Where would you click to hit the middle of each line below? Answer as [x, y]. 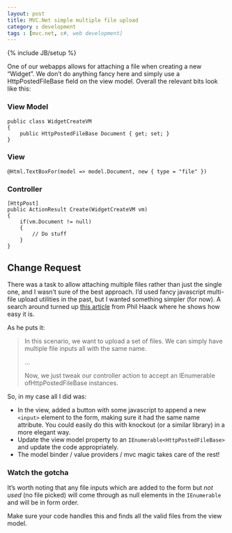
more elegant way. [44, 432]
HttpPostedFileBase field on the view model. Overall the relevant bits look [113, 82]
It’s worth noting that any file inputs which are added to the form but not [110, 488]
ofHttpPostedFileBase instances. [71, 383]
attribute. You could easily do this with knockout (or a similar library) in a [121, 425]
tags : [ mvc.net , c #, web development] [65, 33]
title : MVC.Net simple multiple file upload [73, 20]
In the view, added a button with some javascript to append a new [112, 410]
